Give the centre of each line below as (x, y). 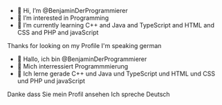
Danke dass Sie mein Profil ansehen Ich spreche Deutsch (89, 94)
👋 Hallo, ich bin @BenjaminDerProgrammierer (82, 59)
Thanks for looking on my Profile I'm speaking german (84, 46)
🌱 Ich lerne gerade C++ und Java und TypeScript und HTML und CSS (116, 73)
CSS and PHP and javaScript (58, 32)
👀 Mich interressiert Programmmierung (73, 66)
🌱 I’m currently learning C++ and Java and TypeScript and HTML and (115, 25)
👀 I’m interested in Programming (63, 18)
